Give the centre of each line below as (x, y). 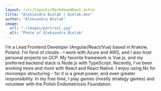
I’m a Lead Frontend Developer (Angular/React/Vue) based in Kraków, (77, 47)
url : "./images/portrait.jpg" (41, 28)
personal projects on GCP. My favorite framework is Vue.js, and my (74, 57)
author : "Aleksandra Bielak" (35, 19)
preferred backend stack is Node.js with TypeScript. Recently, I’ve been (79, 63)
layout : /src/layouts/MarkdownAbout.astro (50, 10)
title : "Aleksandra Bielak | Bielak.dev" (49, 14)
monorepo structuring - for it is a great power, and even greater (70, 73)
